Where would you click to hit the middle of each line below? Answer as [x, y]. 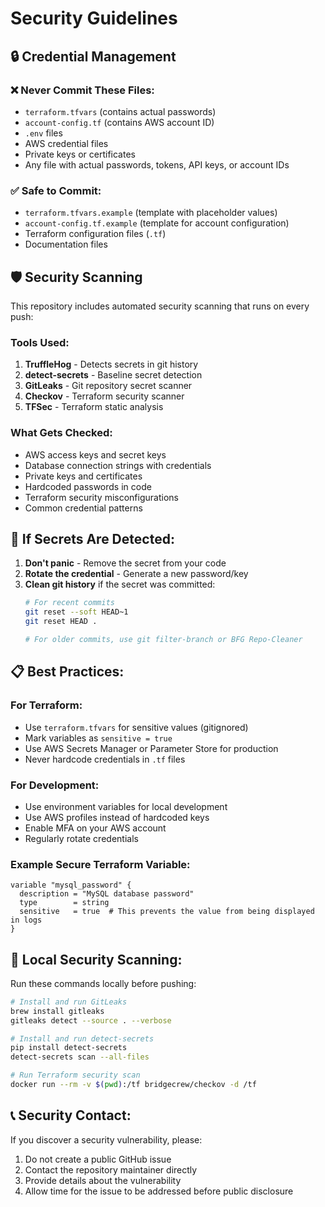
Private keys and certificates [83, 476]
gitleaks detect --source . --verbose [91, 1020]
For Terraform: [46, 705]
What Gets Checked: [61, 433]
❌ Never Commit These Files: [82, 90]
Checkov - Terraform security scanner [104, 396]
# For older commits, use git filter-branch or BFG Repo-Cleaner [163, 640]
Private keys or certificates [80, 154]
